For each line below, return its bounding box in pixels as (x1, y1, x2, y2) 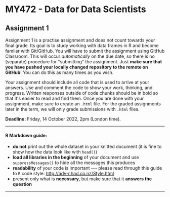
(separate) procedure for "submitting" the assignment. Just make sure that (5, 59, 162, 64)
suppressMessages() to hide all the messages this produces (12, 160, 136, 166)
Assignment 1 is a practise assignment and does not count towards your (5, 37, 155, 43)
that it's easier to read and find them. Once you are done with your (5, 95, 144, 101)
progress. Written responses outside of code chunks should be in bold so (5, 90, 158, 96)
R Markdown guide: (5, 132, 47, 138)
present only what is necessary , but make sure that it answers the (12, 176, 152, 182)
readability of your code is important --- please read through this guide (12, 165, 162, 171)
